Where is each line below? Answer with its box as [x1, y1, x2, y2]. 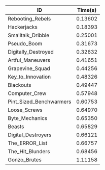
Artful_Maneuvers [8, 57, 51, 63]
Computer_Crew [8, 90, 47, 96]
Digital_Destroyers [8, 131, 52, 138]
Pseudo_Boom [8, 40, 43, 47]
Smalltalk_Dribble [8, 32, 50, 39]
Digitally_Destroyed [8, 48, 54, 55]
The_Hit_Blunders [8, 148, 50, 155]
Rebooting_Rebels [8, 15, 51, 22]
